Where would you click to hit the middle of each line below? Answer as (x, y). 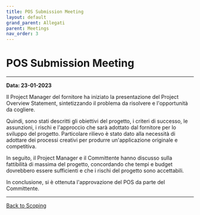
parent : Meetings (28, 28)
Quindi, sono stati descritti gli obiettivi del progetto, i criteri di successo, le (97, 121)
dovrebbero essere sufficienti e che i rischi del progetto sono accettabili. (95, 171)
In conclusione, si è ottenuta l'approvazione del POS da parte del (86, 182)
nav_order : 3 (22, 34)
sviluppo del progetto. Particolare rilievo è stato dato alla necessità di (91, 134)
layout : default (26, 17)
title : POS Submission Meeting (45, 12)
